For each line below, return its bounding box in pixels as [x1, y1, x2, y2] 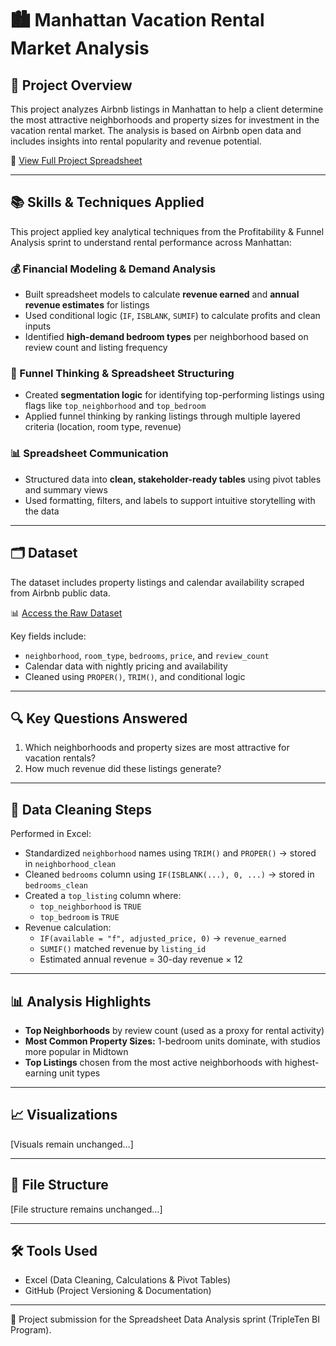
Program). [10, 1324, 52, 1336]
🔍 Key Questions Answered [10, 710, 188, 727]
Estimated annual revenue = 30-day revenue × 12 [39, 953, 243, 966]
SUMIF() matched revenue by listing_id [39, 943, 207, 955]
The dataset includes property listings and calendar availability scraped [10, 576, 305, 588]
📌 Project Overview [10, 77, 133, 94]
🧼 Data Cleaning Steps [10, 801, 153, 818]
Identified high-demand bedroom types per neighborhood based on [24, 331, 309, 343]
